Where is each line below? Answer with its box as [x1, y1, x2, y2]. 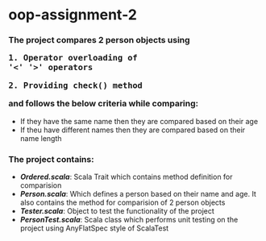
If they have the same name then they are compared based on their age [19, 116, 259, 126]
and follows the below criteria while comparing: [8, 98, 199, 110]
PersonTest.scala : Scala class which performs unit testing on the [19, 214, 239, 224]
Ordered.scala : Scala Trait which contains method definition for [19, 172, 233, 181]
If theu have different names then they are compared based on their [19, 125, 246, 135]
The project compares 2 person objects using [8, 35, 191, 46]
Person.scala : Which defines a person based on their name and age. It [19, 189, 256, 198]
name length [19, 133, 62, 143]
